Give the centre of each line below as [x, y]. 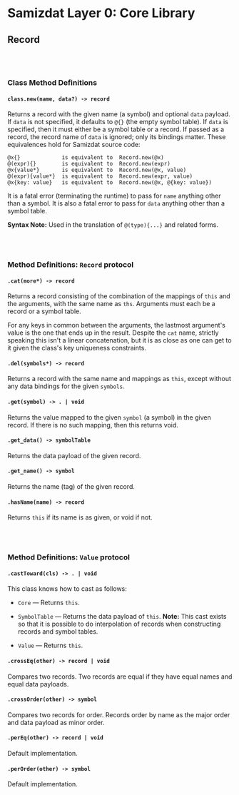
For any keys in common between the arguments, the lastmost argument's [117, 325]
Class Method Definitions [52, 82]
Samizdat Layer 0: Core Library [101, 13]
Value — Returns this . [50, 645]
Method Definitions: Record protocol [71, 265]
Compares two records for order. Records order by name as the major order [119, 714]
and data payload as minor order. [56, 722]
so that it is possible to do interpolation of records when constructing [119, 624]
